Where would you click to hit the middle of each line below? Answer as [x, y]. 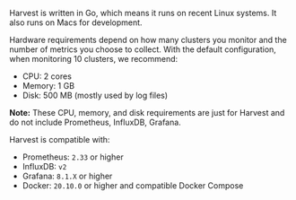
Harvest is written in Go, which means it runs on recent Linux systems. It [143, 13]
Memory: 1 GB [48, 86]
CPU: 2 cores [47, 76]
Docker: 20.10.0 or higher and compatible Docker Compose [133, 186]
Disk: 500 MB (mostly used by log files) [95, 95]
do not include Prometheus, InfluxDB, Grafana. [95, 122]
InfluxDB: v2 [44, 166]
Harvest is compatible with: [60, 139]
